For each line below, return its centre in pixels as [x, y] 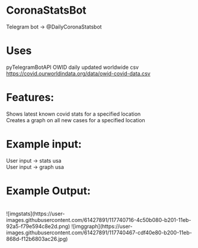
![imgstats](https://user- [36, 214]
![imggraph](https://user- [102, 226]
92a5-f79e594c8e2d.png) [38, 226]
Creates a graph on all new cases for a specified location [76, 120]
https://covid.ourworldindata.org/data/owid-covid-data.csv [78, 73]
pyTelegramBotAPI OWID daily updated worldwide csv [73, 67]
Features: [30, 98]
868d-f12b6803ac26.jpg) [37, 239]
